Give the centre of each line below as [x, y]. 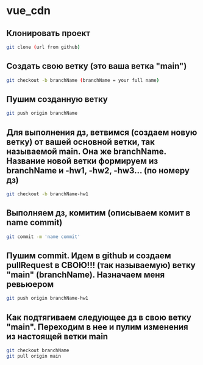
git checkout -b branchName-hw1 [47, 194]
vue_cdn [28, 11]
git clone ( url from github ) [43, 47]
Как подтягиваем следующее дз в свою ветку [99, 317]
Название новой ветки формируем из [82, 161]
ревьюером [30, 284]
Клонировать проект [48, 33]
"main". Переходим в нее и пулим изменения [97, 327]
